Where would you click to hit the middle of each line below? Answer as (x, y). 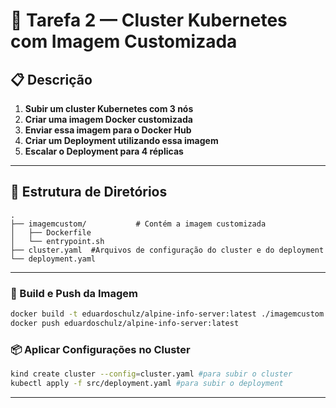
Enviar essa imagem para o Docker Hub (108, 130)
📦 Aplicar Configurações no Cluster (100, 349)
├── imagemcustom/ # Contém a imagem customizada (138, 224)
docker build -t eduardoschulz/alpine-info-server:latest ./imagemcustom (167, 314)
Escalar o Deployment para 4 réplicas (104, 151)
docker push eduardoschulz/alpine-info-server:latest (125, 323)
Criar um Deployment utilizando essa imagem (121, 140)
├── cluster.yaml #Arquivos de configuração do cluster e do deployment (167, 250)
